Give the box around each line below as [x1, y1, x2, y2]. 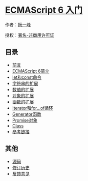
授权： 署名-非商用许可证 [5, 32, 55, 38]
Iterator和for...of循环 [12, 105, 53, 111]
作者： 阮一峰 [5, 22, 31, 28]
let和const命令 [12, 74, 42, 80]
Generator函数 [12, 111, 42, 117]
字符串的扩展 [12, 80, 38, 86]
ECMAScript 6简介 [12, 68, 50, 74]
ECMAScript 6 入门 [5, 4, 83, 16]
